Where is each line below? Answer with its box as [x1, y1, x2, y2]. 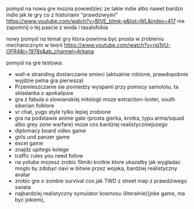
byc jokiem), [14, 196, 46, 203]
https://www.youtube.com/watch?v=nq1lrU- [64, 41, 171, 48]
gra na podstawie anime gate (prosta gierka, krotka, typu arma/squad [14, 115, 185, 122]
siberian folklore [14, 102, 54, 109]
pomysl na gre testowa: [6, 59, 63, 66]
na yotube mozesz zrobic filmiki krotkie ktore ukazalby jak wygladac [14, 159, 181, 165]
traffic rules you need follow [14, 152, 83, 159]
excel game [14, 140, 43, 146]
